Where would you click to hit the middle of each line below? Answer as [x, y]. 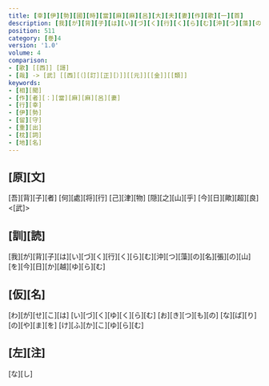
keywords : [25, 83]
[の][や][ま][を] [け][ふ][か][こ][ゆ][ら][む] [76, 325]
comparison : [28, 61]
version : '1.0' [34, 46]
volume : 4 [25, 53]
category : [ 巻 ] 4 [35, 38]
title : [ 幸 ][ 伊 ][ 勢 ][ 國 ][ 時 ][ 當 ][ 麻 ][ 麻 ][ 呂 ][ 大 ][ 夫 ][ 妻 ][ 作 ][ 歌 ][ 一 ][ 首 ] [126, 16]
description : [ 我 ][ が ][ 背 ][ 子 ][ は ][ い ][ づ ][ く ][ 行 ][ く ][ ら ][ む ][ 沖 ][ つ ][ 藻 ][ [132, 23]
